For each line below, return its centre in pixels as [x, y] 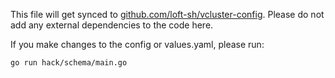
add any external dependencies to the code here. [112, 25]
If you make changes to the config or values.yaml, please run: [137, 44]
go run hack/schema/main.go [69, 63]
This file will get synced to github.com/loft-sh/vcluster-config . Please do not [167, 14]
